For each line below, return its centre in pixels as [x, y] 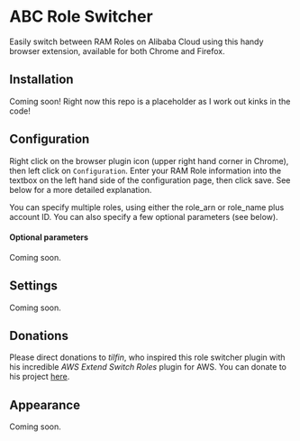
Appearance [45, 404]
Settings [34, 286]
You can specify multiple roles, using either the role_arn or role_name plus [147, 207]
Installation [41, 80]
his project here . [40, 377]
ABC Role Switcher [81, 17]
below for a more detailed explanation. [81, 189]
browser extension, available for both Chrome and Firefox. [117, 51]
